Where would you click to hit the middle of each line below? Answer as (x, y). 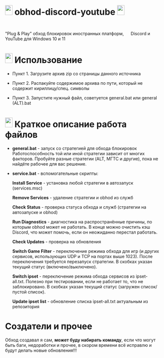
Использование (48, 60)
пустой (19, 292)
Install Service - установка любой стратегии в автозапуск (73, 183)
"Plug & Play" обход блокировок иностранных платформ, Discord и (78, 33)
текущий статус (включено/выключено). (55, 266)
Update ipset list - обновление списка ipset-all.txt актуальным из (80, 301)
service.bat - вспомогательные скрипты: (55, 173)
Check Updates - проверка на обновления (57, 241)
